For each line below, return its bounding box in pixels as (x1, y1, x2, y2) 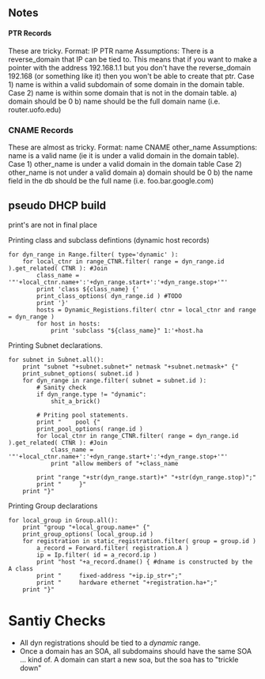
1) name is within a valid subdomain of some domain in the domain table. (8, 79, 245, 89)
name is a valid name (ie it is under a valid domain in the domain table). (8, 150, 240, 160)
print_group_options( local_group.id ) (22, 530, 154, 538)
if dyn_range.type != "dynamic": (36, 390, 147, 398)
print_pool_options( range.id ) (36, 424, 144, 433)
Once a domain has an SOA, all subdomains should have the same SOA (19, 646, 252, 655)
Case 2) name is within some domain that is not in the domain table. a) (8, 88, 237, 97)
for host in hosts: (36, 319, 101, 327)
